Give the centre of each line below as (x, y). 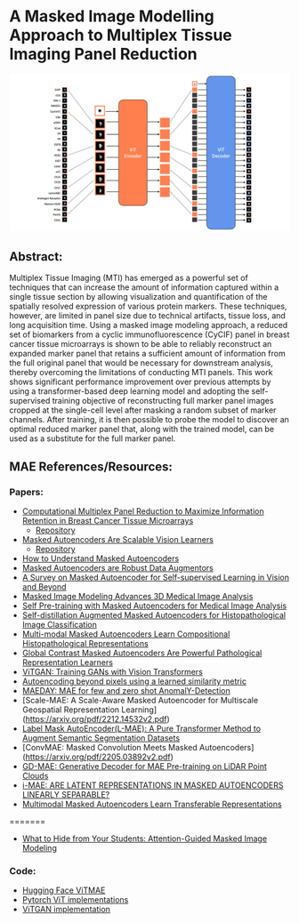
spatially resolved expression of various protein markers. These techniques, (148, 306)
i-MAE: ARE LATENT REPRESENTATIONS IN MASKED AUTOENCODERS (153, 785)
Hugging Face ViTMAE (64, 890)
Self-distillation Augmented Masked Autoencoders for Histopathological (154, 614)
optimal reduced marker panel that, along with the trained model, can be (141, 429)
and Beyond (44, 586)
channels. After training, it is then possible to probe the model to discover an (149, 420)
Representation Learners (68, 662)
